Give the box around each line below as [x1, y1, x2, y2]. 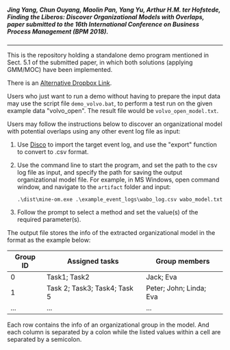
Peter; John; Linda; [146, 283, 207, 292]
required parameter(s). [16, 215, 81, 223]
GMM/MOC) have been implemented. [7, 65, 113, 73]
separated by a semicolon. [7, 335, 82, 343]
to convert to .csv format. [16, 147, 89, 155]
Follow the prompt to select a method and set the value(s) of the [16, 208, 199, 216]
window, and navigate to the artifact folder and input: [16, 182, 171, 191]
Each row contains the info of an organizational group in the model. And [7, 321, 210, 329]
